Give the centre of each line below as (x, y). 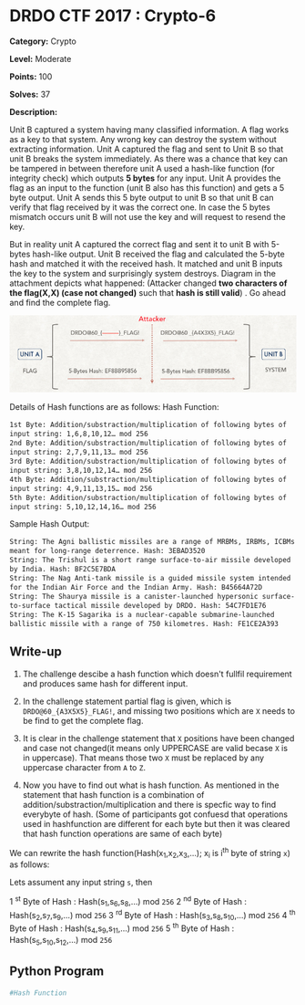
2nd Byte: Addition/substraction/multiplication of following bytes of (148, 443)
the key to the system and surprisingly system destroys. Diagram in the (142, 273)
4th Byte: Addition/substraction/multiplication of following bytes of (148, 479)
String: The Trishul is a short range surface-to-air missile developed (150, 560)
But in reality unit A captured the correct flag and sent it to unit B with (139, 244)
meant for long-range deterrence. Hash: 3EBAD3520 (107, 550)
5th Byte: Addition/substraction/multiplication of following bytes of (148, 497)
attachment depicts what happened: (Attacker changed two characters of (148, 283)
